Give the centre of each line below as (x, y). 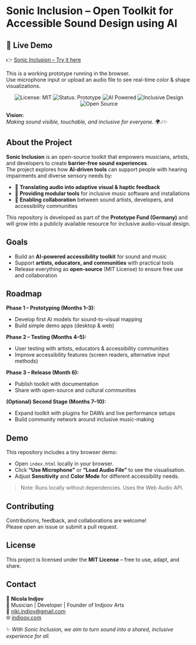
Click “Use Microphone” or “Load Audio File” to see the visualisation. (100, 470)
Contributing (30, 506)
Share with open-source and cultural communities (75, 390)
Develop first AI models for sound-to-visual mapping (78, 320)
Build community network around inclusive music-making (84, 419)
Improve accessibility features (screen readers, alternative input (92, 355)
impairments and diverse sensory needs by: (59, 175)
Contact (21, 584)
